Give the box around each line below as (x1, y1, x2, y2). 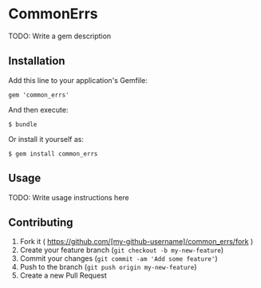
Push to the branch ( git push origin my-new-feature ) (19, 262, 197, 272)
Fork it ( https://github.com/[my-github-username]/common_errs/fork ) (19, 237, 254, 247)
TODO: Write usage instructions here (8, 192, 129, 202)
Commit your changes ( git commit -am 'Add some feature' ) (19, 254, 218, 263)
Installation (8, 54, 65, 68)
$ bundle (8, 120, 38, 128)
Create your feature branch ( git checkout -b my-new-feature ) (19, 245, 224, 255)
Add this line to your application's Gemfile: (8, 75, 148, 85)
